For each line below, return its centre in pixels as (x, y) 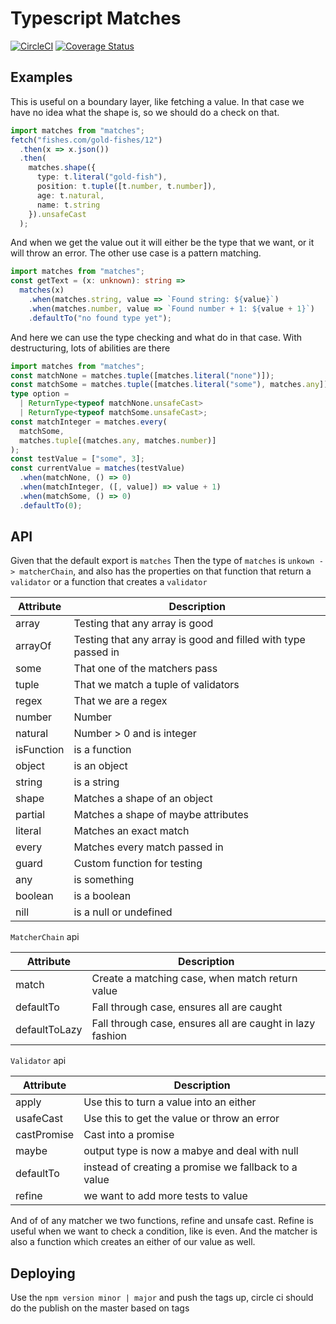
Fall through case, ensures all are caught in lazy (203, 1024)
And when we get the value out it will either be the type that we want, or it (162, 243)
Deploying (43, 1273)
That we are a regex (120, 701)
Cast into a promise (129, 1135)
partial (30, 815)
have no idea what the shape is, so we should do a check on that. (145, 112)
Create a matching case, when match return (194, 979)
